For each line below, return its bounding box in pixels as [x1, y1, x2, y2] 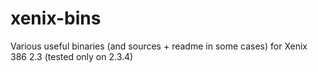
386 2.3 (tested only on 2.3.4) [10, 50, 134, 62]
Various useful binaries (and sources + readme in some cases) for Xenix [10, 40, 308, 52]
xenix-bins [10, 7, 102, 30]
